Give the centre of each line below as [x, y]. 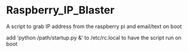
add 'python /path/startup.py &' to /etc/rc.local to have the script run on [94, 37]
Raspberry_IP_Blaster [60, 10]
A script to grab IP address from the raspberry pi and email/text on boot [94, 26]
